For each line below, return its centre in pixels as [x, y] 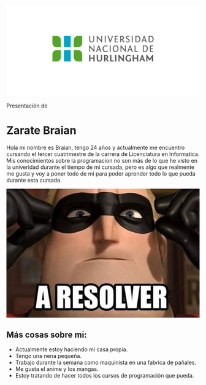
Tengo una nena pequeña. [48, 356]
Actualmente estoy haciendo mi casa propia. [71, 349]
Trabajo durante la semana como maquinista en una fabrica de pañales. [106, 363]
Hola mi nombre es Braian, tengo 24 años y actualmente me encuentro [96, 147]
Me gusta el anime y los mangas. [57, 369]
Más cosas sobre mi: [47, 335]
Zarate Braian [41, 130]
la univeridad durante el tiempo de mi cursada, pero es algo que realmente [101, 167]
